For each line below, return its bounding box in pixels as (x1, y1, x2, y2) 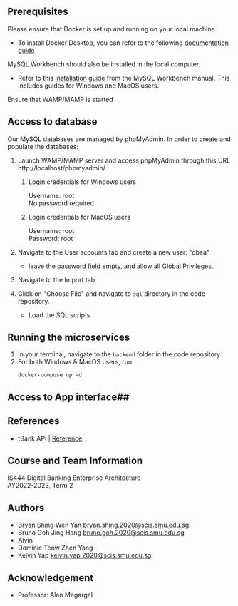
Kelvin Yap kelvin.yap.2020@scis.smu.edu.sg (17, 551, 152, 560)
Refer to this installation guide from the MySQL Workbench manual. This (17, 73, 230, 82)
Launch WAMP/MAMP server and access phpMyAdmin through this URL (17, 156, 231, 165)
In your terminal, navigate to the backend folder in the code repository (17, 350, 221, 359)
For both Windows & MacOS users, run (17, 358, 133, 366)
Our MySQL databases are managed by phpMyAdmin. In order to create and (7, 135, 232, 143)
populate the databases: (7, 142, 79, 150)
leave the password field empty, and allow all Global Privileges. (28, 262, 214, 270)
